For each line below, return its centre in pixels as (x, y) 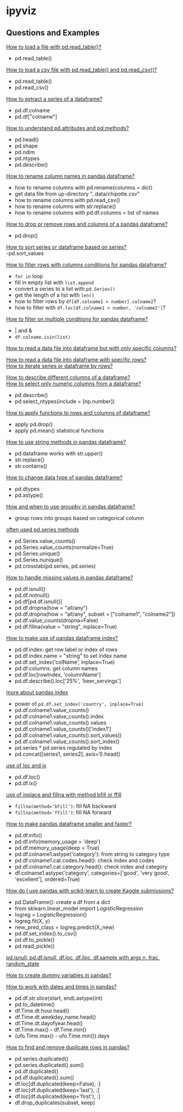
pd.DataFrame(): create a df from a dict (62, 902)
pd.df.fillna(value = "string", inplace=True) (66, 627)
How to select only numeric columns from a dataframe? (74, 383)
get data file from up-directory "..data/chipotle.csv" (77, 194)
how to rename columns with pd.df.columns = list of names (87, 213)
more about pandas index (37, 692)
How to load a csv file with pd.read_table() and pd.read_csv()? (82, 70)
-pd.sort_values (25, 253)
